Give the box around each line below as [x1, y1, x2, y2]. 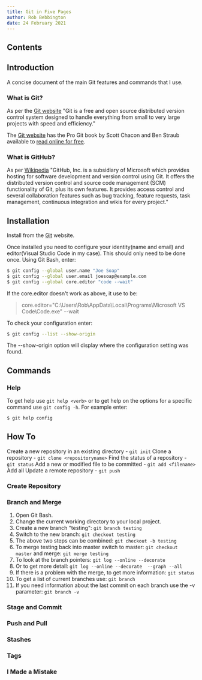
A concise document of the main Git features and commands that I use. [7, 79, 183, 86]
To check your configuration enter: [7, 319, 92, 326]
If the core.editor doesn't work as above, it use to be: [7, 289, 138, 297]
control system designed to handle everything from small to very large [7, 113, 180, 121]
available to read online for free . [7, 137, 86, 145]
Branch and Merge [7, 498, 62, 506]
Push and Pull [7, 619, 47, 627]
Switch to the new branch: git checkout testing [15, 531, 136, 538]
